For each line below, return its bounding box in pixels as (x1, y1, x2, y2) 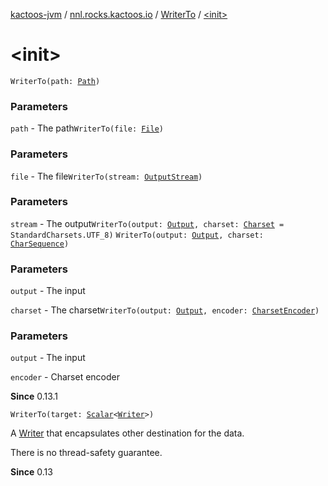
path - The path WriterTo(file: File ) (10, 122, 165, 134)
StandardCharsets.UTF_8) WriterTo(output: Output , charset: (10, 230, 264, 240)
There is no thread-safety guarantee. (10, 447, 163, 459)
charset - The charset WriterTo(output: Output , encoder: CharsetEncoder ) (10, 304, 320, 316)
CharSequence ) (10, 239, 70, 249)
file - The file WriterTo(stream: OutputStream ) (10, 170, 203, 182)
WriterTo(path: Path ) (10, 76, 101, 86)
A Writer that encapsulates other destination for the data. (10, 427, 245, 439)
